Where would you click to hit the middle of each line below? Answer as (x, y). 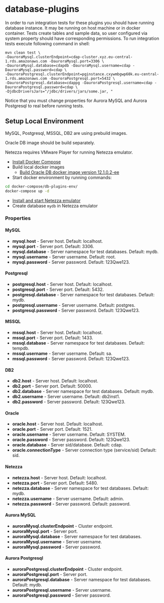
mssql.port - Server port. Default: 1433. (53, 338)
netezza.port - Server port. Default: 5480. (55, 483)
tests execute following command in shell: (47, 43)
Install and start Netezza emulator (46, 200)
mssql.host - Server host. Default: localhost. (57, 333)
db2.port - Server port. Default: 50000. (52, 386)
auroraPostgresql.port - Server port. (50, 574)
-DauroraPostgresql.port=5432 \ (82, 78)
